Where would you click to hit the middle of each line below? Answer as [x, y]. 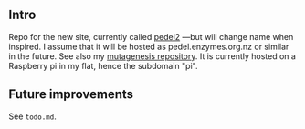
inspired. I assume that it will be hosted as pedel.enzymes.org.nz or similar [149, 46]
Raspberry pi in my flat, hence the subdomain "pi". [103, 65]
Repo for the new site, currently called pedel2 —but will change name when [151, 36]
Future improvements [71, 94]
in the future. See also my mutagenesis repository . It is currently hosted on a [152, 56]
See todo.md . [32, 116]
